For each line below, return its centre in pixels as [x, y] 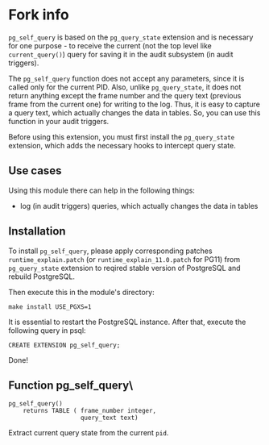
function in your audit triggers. [59, 121]
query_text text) [109, 418]
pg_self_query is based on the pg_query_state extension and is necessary [131, 37]
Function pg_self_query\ [71, 385]
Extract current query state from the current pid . [89, 433]
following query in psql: [47, 330]
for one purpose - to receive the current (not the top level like [110, 45]
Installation [37, 231]
